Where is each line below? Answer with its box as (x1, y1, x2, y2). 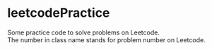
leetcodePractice (7, 5, 110, 21)
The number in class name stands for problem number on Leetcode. (7, 35, 206, 44)
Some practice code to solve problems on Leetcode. (7, 28, 160, 37)
